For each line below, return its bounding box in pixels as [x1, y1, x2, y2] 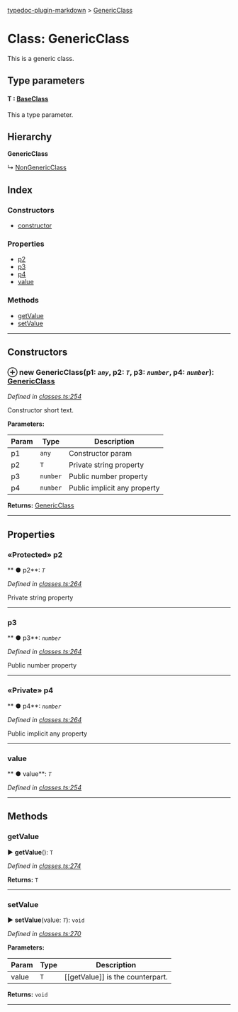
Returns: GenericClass [7, 501, 74, 510]
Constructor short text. [7, 406, 74, 415]
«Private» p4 [7, 685, 54, 695]
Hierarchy [7, 130, 52, 142]
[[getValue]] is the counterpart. [64, 972, 168, 982]
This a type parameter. [7, 110, 74, 119]
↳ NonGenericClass [7, 163, 67, 172]
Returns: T [7, 875, 39, 884]
